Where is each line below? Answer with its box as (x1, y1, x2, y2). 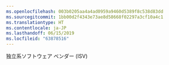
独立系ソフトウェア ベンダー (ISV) (6, 53, 88, 59)
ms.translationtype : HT (6, 19, 64, 25)
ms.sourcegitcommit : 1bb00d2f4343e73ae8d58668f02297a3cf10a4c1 (6, 14, 164, 20)
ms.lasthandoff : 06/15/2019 (6, 30, 75, 36)
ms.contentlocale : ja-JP (6, 25, 67, 31)
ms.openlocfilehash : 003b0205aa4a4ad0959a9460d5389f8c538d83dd (6, 8, 164, 15)
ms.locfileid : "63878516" (6, 36, 69, 42)
